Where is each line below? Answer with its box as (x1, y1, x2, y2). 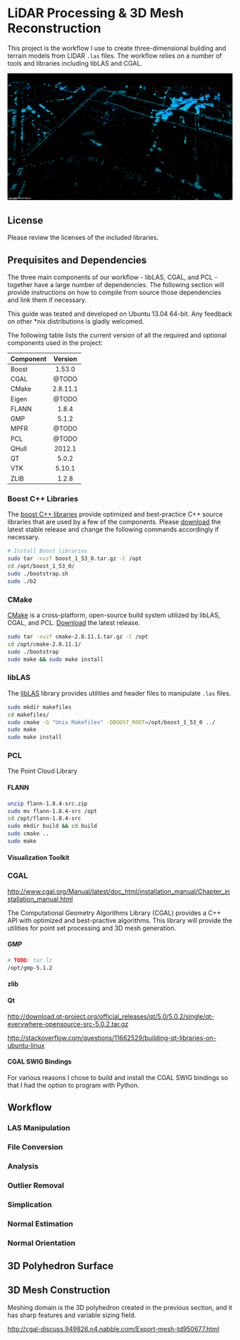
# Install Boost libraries (7, 548, 88, 555)
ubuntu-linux (7, 1041, 45, 1049)
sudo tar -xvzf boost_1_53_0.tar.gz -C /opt (7, 555, 142, 562)
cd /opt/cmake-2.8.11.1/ (7, 641, 81, 648)
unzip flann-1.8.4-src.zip (7, 800, 88, 807)
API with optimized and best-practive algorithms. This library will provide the (7, 916, 233, 924)
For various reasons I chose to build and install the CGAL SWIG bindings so (7, 1073, 229, 1081)
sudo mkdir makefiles (7, 704, 72, 711)
